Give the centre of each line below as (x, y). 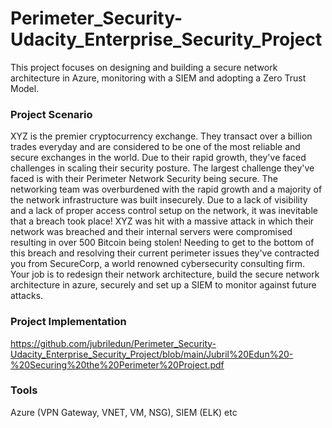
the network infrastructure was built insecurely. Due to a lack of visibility (159, 200)
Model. (25, 88)
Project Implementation (68, 322)
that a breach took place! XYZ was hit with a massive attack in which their (162, 221)
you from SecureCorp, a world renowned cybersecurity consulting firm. (158, 264)
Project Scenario (51, 114)
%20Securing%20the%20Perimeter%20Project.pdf (117, 364)
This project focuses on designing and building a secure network (144, 67)
